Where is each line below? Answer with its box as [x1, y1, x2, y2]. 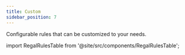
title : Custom [6, 8, 41, 15]
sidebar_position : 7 [6, 14, 57, 20]
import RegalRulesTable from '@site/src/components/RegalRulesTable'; [6, 42, 180, 49]
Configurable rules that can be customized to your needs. [6, 30, 147, 37]
